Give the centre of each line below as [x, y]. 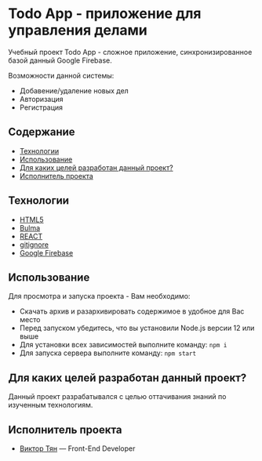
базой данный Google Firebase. [60, 60]
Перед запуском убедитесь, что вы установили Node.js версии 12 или [137, 328]
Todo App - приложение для [105, 14]
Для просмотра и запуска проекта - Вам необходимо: [99, 296]
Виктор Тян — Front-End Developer [77, 448]
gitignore [34, 245]
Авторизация [42, 99]
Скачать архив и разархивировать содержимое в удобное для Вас [132, 311]
